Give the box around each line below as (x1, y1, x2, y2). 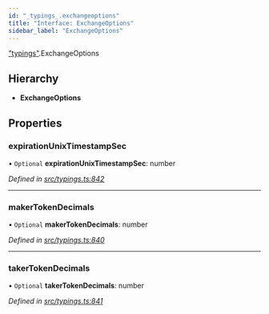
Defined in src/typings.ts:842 (8, 174, 105, 183)
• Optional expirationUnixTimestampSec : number (8, 158, 176, 168)
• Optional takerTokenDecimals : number (8, 281, 144, 291)
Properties (8, 116, 62, 130)
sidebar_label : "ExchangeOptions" (8, 26, 124, 34)
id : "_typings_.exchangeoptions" (8, 11, 120, 20)
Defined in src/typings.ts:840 (8, 235, 106, 245)
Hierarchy (8, 71, 59, 85)
